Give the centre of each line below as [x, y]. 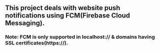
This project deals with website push [63, 8]
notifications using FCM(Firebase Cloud [68, 16]
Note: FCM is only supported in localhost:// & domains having [80, 37]
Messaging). [25, 23]
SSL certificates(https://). [37, 43]
